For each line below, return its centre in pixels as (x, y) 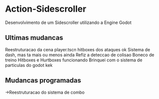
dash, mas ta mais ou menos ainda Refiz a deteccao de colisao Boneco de (80, 55)
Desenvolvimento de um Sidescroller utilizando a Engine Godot (68, 22)
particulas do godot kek (29, 65)
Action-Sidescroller (46, 9)
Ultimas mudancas (34, 38)
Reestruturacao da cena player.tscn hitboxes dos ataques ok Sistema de (78, 49)
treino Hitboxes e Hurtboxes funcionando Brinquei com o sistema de (74, 60)
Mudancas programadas (43, 81)
